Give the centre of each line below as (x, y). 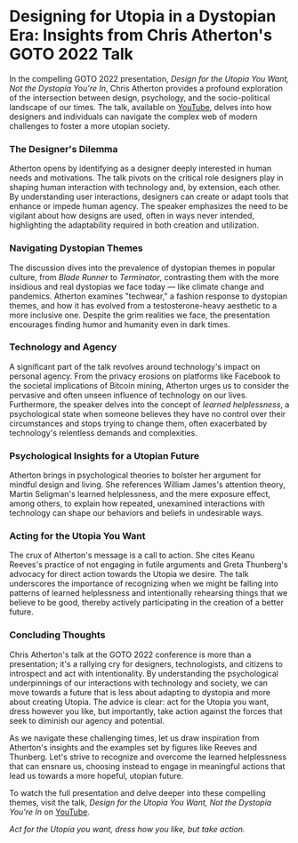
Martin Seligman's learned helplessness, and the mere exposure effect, (140, 494)
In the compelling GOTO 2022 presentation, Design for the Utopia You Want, (149, 78)
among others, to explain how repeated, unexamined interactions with (137, 503)
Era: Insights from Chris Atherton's (141, 35)
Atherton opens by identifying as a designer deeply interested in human (141, 169)
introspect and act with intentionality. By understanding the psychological (144, 673)
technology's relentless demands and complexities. (103, 432)
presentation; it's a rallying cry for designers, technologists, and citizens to (146, 663)
